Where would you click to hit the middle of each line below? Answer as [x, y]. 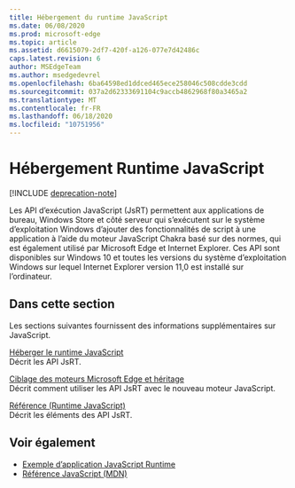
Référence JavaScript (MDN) [74, 473]
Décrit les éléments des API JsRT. [71, 414]
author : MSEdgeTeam [45, 67]
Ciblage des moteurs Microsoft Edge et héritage [97, 379]
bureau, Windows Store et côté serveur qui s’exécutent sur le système [137, 219]
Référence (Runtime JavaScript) [67, 405]
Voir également [52, 443]
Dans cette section [62, 304]
